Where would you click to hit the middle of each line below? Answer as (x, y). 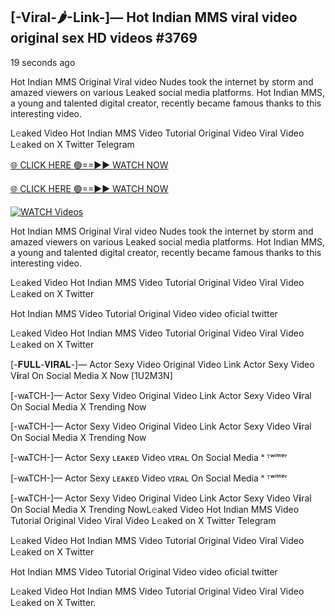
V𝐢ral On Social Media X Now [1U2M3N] (91, 375)
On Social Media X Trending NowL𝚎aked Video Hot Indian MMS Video (155, 509)
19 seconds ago (43, 62)
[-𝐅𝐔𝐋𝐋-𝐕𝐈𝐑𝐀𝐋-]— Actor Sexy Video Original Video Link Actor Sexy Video (162, 364)
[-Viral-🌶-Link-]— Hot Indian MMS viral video (154, 17)
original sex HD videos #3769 (104, 38)
